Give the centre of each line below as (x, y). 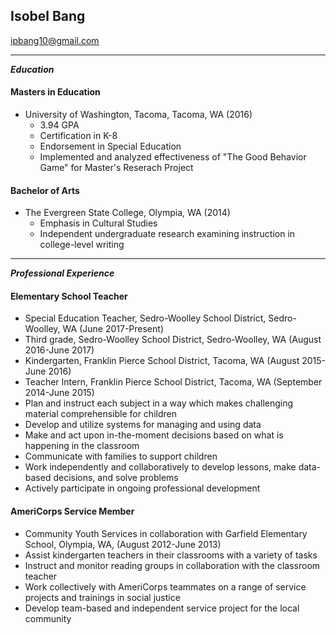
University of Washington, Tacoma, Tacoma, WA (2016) (138, 115)
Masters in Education (55, 92)
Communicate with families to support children (121, 456)
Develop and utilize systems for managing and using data (143, 425)
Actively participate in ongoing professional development (142, 488)
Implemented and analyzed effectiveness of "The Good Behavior (173, 157)
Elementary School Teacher (69, 296)
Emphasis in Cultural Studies (98, 223)
